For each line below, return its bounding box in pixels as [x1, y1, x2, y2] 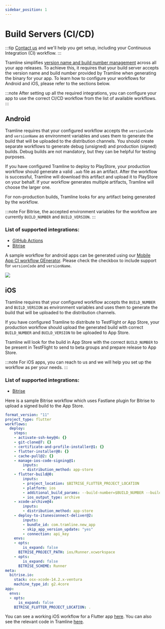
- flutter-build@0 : [14, 472, 54, 477]
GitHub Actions [12, 237, 43, 243]
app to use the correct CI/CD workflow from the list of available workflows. [5, 95, 157, 101]
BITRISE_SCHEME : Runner [18, 563, 67, 568]
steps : [14, 430, 27, 436]
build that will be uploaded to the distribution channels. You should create [5, 138, 154, 144]
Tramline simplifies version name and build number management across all [5, 60, 157, 66]
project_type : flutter [5, 417, 52, 422]
